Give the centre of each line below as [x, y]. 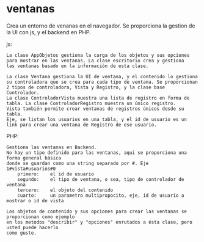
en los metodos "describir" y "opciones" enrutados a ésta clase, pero [99, 222]
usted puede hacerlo [33, 227]
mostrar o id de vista [35, 200]
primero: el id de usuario [56, 174]
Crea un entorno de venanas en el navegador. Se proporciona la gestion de [101, 26]
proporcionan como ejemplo [41, 217]
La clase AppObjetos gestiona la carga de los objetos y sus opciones [98, 55]
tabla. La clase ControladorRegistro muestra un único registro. [91, 103]
